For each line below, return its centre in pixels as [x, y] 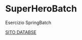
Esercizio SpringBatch [28, 22]
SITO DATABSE [21, 32]
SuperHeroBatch [41, 9]
